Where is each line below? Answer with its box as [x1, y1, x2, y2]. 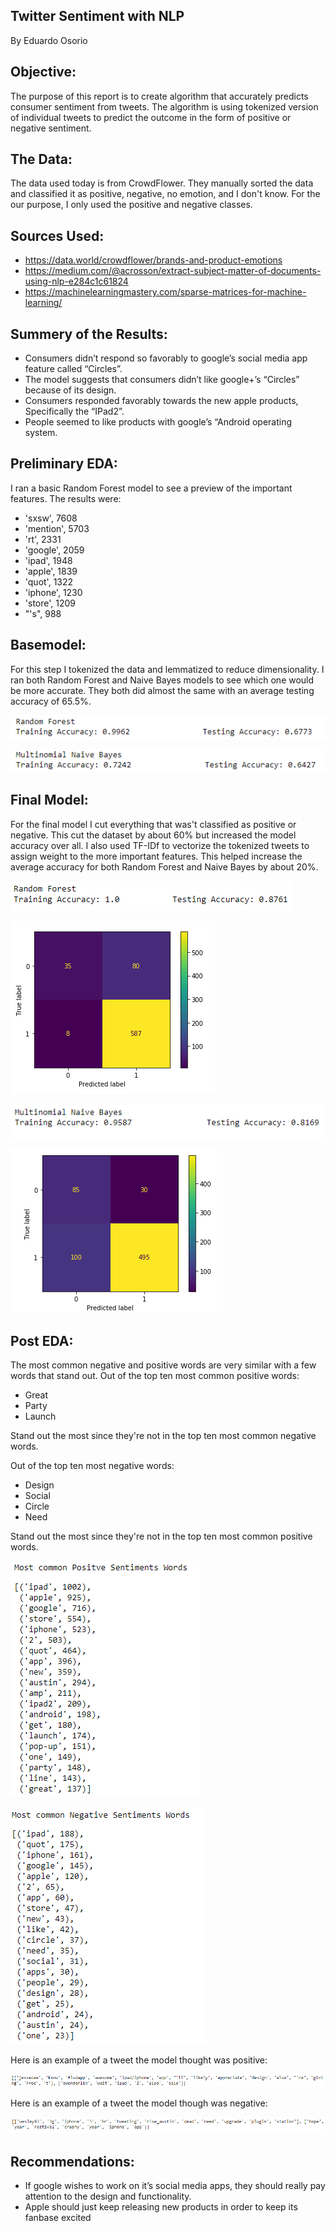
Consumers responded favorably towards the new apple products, [24, 395, 299, 407]
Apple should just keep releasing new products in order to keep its [24, 2201, 298, 2213]
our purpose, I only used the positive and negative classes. [10, 199, 253, 211]
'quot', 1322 [24, 575, 74, 588]
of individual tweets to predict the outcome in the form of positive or [10, 111, 292, 123]
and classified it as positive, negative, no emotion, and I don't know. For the [10, 188, 321, 200]
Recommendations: [10, 2153, 135, 2170]
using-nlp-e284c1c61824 [24, 275, 129, 288]
